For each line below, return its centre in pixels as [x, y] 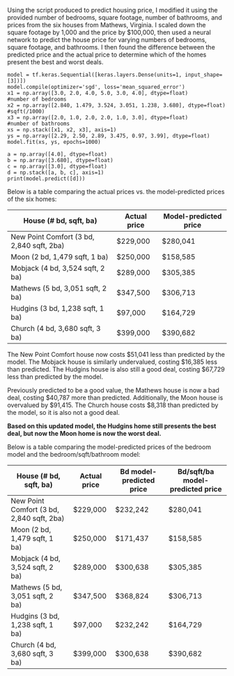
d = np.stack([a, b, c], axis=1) [56, 172]
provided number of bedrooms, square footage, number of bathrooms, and [115, 17]
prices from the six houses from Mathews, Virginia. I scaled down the [107, 25]
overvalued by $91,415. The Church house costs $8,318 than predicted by [113, 405]
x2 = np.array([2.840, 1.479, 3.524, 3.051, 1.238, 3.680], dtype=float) [117, 105]
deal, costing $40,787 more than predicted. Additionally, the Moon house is [115, 398]
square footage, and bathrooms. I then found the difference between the [111, 47]
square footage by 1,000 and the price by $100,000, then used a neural [109, 32]
